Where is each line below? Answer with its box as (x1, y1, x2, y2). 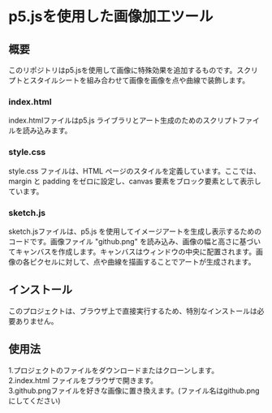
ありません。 (15, 316, 58, 325)
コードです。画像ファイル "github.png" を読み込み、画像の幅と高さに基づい (8, 236, 261, 246)
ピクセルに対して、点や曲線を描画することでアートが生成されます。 (29, 256, 256, 266)
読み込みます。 (22, 126, 72, 136)
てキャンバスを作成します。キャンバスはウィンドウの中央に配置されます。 (8, 247, 257, 256)
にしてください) (8, 395, 61, 406)
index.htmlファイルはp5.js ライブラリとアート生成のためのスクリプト (8, 115, 239, 126)
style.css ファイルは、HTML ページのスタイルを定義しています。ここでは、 (8, 166, 261, 175)
